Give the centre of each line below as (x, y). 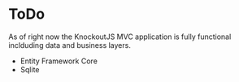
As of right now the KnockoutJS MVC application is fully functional (120, 37)
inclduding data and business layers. (70, 45)
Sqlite (30, 69)
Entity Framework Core (59, 61)
